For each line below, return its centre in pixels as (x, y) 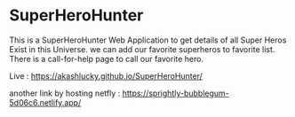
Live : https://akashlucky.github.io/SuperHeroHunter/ (106, 75)
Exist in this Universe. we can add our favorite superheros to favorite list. (142, 49)
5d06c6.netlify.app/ (45, 102)
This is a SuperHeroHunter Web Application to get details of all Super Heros (148, 40)
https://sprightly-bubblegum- (175, 93)
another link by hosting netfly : (65, 93)
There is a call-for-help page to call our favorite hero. (107, 58)
